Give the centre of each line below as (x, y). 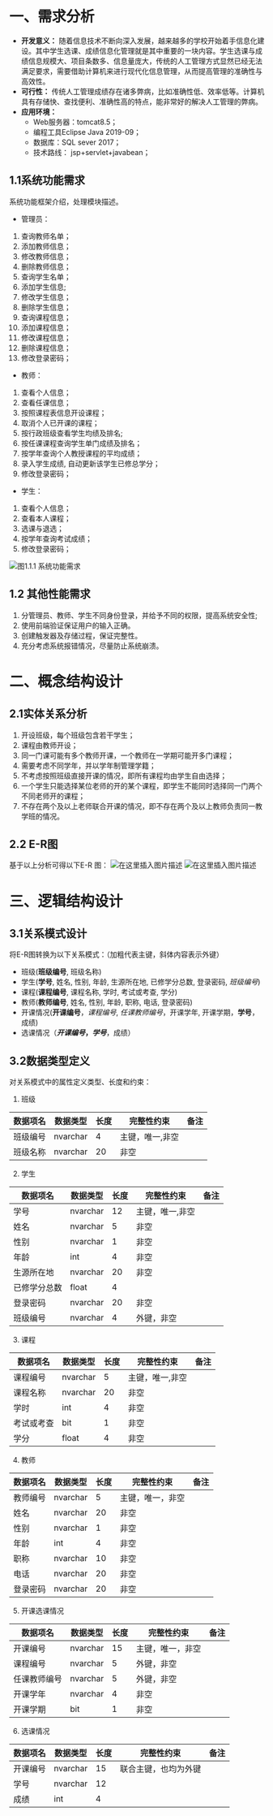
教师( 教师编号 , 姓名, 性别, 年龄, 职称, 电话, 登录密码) (107, 1002)
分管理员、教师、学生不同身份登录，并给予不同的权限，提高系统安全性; (139, 615)
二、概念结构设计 (66, 681)
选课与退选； (42, 528)
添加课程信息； (46, 327)
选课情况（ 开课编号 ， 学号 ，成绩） (78, 1033)
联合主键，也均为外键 (160, 1769)
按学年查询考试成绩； (56, 538)
